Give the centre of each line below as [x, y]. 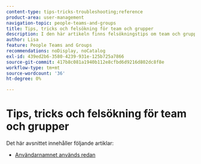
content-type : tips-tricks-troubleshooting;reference [75, 12]
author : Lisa [22, 40]
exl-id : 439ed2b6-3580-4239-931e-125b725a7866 [65, 56]
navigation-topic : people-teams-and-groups [61, 23]
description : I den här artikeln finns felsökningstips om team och [93, 34]
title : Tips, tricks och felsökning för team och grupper [80, 29]
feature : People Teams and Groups [49, 46]
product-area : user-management [45, 17]
